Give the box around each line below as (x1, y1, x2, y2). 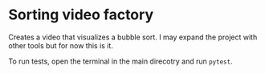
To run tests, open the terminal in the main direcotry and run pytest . (8, 56, 233, 66)
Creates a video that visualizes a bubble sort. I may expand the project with (8, 32, 258, 42)
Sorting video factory (8, 6, 154, 24)
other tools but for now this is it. (8, 40, 114, 50)
